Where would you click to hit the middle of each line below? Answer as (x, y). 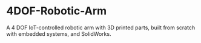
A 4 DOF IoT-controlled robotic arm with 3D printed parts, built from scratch (101, 27)
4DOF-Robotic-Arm (57, 11)
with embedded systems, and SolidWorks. (59, 33)
